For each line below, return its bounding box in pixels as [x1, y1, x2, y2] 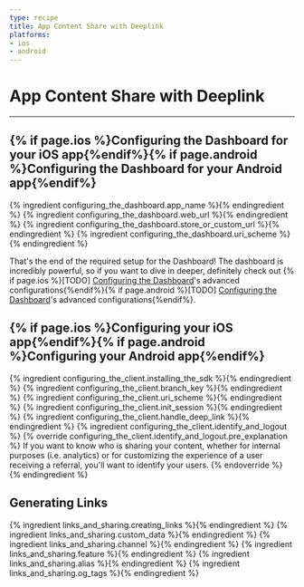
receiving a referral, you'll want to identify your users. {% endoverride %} [9, 459, 283, 470]
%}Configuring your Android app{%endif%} [9, 349, 265, 364]
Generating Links [9, 496, 109, 511]
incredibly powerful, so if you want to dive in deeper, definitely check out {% [9, 265, 295, 276]
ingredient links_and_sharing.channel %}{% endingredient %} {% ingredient [9, 538, 292, 549]
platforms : [9, 30, 51, 39]
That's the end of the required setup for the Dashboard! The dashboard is [9, 255, 284, 266]
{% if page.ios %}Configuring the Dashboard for [9, 133, 289, 149]
